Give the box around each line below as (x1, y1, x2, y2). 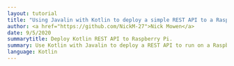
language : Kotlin (7, 49, 58, 56)
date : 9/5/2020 (7, 29, 52, 36)
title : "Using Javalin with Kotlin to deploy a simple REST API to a (7, 16, 214, 23)
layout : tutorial (7, 10, 58, 17)
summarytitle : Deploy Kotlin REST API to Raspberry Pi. (7, 36, 173, 43)
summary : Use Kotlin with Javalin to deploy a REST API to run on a (7, 42, 210, 49)
